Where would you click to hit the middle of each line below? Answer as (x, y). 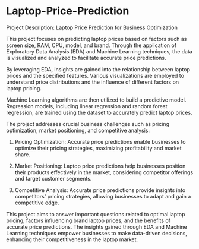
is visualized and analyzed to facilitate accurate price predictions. (86, 58)
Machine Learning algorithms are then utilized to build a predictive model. (96, 100)
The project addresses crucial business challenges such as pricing (88, 124)
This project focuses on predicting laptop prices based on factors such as (97, 39)
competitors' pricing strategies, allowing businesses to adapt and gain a (103, 196)
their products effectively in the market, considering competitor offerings (104, 172)
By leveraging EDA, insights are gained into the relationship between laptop (98, 69)
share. (23, 154)
